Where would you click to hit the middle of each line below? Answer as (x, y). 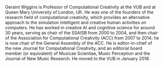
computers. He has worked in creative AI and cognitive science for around (80, 28)
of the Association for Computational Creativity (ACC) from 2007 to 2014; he (82, 38)
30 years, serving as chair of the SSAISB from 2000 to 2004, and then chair (82, 33)
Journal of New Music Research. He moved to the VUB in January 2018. (78, 58)
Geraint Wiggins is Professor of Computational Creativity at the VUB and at (81, 7)
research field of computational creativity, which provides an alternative (78, 17)
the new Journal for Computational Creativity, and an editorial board (74, 48)
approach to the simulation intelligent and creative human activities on (76, 22)
